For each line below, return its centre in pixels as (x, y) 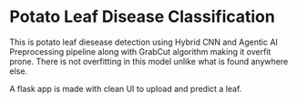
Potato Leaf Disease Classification (142, 17)
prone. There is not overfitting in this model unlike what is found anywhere (149, 61)
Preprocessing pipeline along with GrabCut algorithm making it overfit (140, 51)
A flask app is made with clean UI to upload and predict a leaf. (126, 88)
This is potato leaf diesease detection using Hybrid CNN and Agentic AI (143, 42)
